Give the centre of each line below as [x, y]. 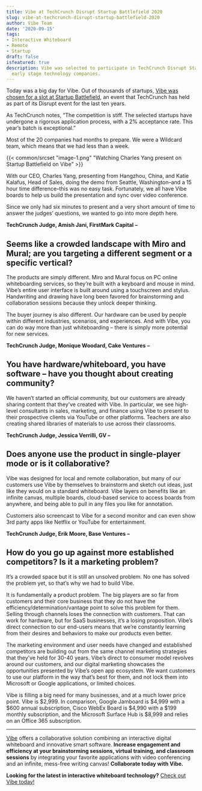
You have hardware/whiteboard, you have [86, 365]
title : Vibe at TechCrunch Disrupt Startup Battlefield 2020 [84, 12]
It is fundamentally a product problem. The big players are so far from [93, 594]
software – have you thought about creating [90, 374]
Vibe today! [20, 781]
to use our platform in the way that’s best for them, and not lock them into [97, 677]
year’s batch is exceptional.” [41, 128]
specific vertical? [40, 263]
